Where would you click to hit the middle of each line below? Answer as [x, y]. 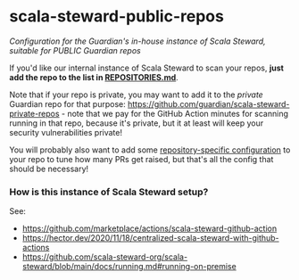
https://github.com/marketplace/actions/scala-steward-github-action [149, 228]
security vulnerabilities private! [66, 132]
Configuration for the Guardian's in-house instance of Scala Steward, [137, 41]
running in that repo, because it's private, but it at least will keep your [137, 123]
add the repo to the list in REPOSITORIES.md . [94, 77]
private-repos [34, 113]
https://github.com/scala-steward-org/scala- [105, 257]
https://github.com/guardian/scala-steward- [209, 103]
